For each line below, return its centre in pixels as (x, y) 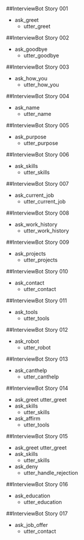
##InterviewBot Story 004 (38, 96)
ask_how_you (31, 78)
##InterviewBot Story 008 (38, 213)
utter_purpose (41, 143)
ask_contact (29, 283)
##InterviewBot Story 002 (38, 38)
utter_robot (37, 347)
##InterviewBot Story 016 (37, 484)
